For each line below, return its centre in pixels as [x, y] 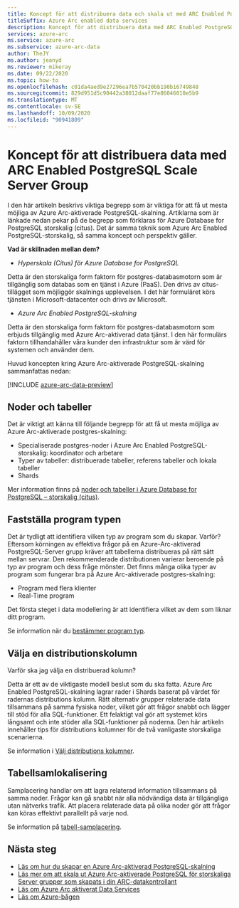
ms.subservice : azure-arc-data [54, 47]
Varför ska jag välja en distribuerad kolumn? [72, 670]
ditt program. [27, 617]
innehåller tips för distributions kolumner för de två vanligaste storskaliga [114, 729]
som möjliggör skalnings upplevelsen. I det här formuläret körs [124, 292]
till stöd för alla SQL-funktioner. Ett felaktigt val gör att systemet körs [107, 714]
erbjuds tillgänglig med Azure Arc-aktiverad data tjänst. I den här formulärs [117, 334]
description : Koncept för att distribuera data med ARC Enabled [105, 27]
